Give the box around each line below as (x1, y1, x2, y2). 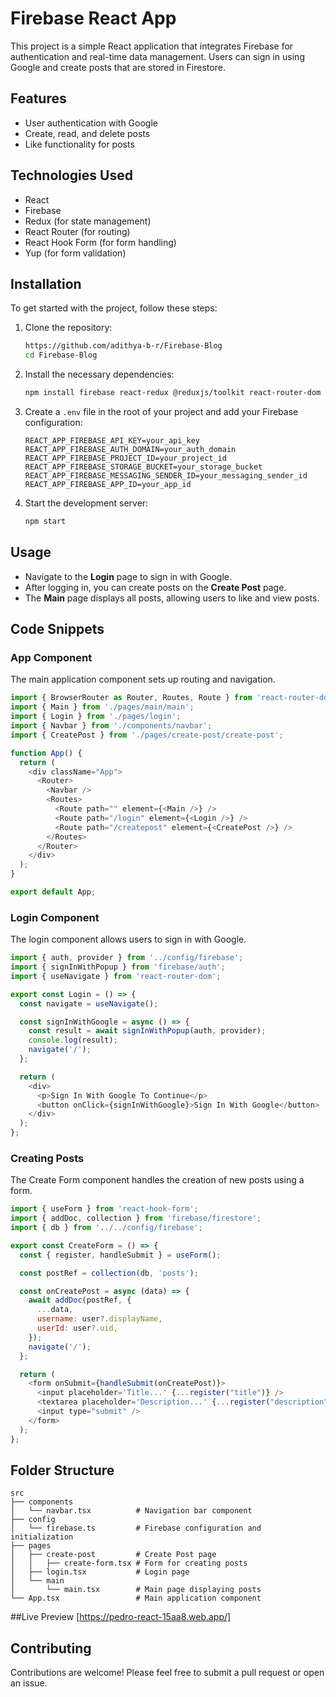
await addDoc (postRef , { (28, 1295, 132, 1306)
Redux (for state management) (24, 215, 152, 227)
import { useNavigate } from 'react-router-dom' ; (10, 971, 222, 981)
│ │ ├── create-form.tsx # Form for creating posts (10, 1558, 248, 1569)
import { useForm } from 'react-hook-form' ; (10, 1204, 199, 1214)
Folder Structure (10, 1462, 115, 1479)
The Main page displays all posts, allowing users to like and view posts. (24, 592, 320, 604)
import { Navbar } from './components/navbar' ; (10, 721, 213, 731)
